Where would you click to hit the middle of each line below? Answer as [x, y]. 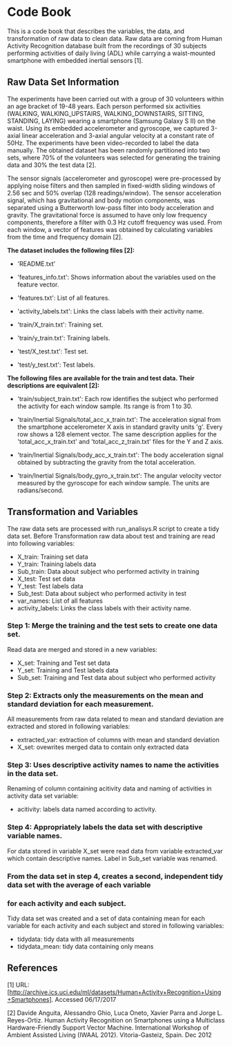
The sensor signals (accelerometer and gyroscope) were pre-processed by [114, 178]
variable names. [35, 836]
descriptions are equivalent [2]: [54, 385]
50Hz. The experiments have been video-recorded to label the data [103, 143]
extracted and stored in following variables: [69, 726]
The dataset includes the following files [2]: [71, 250]
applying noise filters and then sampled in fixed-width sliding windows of [111, 185]
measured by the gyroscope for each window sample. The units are [113, 483]
